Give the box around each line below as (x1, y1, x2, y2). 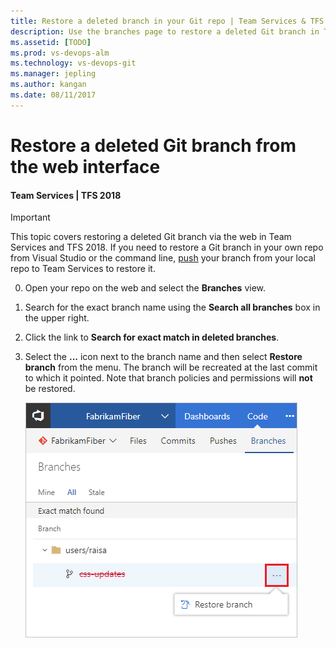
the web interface (10, 155, 161, 178)
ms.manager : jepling (10, 69, 97, 79)
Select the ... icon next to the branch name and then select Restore (24, 351, 303, 363)
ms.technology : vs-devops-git (10, 58, 137, 69)
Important (10, 211, 51, 224)
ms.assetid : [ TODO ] (10, 37, 92, 47)
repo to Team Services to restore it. (10, 263, 156, 275)
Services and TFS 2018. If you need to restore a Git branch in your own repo (10, 241, 324, 254)
